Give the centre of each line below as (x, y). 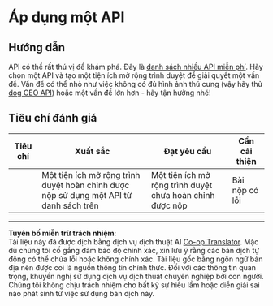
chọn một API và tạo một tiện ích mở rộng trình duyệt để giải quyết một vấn (134, 75)
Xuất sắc (92, 151)
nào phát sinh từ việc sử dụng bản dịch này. (82, 293)
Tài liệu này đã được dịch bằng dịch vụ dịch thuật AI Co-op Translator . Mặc (134, 241)
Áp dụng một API (67, 17)
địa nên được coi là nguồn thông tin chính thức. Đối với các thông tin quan (132, 267)
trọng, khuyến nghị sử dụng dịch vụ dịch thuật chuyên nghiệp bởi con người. (136, 276)
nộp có (245, 190)
